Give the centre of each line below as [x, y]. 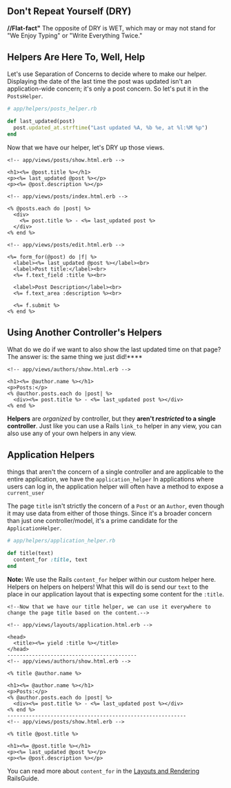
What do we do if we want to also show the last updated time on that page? [114, 349]
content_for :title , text [51, 560]
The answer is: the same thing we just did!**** [75, 356]
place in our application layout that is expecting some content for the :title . [116, 594]
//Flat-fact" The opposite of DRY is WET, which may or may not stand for [111, 28]
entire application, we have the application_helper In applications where [111, 479]
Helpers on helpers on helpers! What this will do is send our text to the [108, 587]
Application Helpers [51, 455]
